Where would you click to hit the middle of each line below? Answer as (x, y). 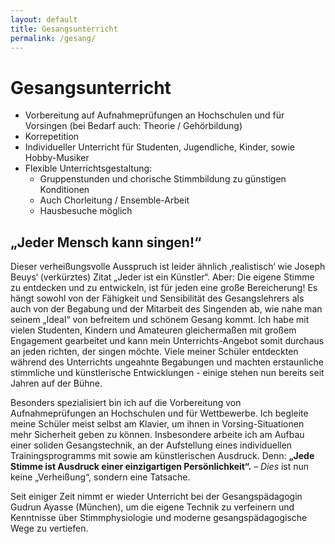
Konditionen (64, 190)
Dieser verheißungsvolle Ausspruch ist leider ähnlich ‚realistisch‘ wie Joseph (168, 267)
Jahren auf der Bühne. (56, 383)
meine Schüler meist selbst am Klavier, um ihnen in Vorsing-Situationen (157, 424)
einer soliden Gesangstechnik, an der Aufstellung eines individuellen (151, 445)
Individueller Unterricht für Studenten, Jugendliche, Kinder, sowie (159, 147)
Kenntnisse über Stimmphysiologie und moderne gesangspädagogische (159, 518)
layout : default (44, 19)
